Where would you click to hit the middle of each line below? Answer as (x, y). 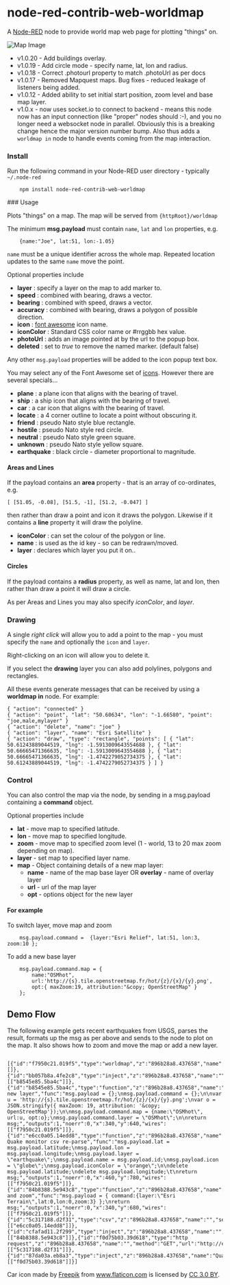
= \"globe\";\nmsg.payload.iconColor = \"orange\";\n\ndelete (98, 1166)
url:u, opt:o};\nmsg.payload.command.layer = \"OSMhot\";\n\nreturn (107, 1118)
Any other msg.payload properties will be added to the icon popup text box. (112, 360)
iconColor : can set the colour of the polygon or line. (91, 536)
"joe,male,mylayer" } (38, 721)
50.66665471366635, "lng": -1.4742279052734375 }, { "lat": (95, 757)
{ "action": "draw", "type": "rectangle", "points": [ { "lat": (101, 738)
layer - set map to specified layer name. (73, 858)
